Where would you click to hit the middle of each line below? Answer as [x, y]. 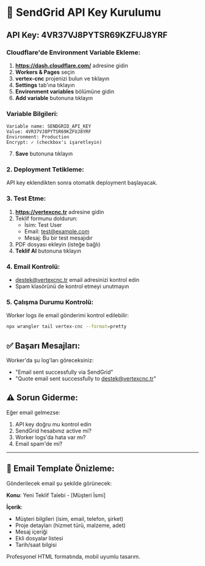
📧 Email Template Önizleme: [60, 469]
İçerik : [15, 507]
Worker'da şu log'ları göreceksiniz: [50, 360]
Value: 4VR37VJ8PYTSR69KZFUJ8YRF [49, 132]
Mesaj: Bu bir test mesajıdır [58, 238]
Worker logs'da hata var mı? [50, 437]
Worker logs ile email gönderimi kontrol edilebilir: [68, 315]
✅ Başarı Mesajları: [43, 346]
